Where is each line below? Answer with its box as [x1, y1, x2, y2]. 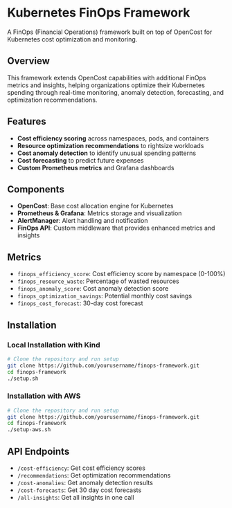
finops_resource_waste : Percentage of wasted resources [17, 277, 179, 285]
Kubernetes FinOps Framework [7, 5, 190, 21]
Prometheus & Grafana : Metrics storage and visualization [17, 209, 182, 217]
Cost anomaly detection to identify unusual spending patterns [17, 149, 196, 157]
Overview [7, 55, 51, 67]
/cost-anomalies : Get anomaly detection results [17, 478, 154, 487]
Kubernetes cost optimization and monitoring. [7, 35, 138, 43]
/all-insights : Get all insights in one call [17, 493, 134, 501]
